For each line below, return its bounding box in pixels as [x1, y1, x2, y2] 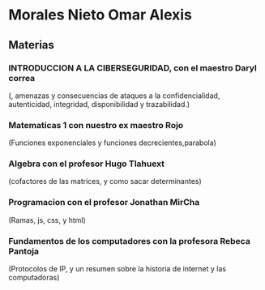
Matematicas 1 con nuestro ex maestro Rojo [8, 119, 184, 130]
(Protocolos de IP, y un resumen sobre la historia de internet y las [8, 264, 227, 274]
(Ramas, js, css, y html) [8, 215, 87, 224]
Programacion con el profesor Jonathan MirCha [8, 197, 200, 208]
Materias [8, 38, 55, 52]
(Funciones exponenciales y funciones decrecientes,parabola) [8, 138, 217, 147]
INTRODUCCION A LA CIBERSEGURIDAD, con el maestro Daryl [8, 62, 257, 74]
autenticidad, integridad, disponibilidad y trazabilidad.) [8, 99, 190, 109]
